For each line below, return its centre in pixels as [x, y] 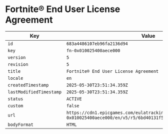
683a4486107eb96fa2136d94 [97, 43]
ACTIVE [74, 99]
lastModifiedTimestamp [34, 92]
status [15, 99]
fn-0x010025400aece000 [93, 50]
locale [15, 78]
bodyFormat [20, 124]
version [17, 57]
